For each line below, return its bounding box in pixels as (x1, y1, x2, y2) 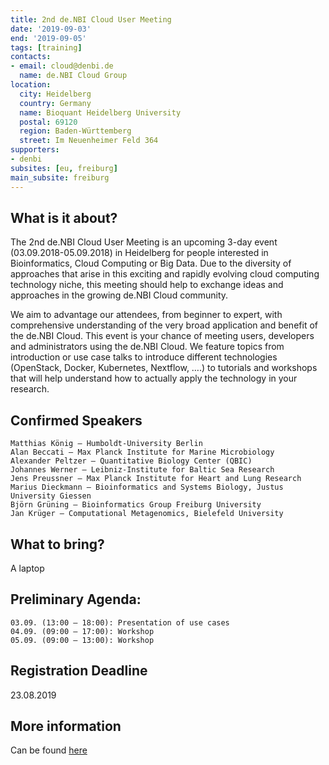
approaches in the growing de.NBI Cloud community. (10, 289, 229, 301)
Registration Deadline (10, 662, 148, 680)
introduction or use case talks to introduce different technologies (10, 351, 278, 363)
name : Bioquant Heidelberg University (19, 107, 182, 118)
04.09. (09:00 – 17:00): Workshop (10, 626, 155, 636)
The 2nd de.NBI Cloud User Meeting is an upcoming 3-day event (10, 236, 278, 248)
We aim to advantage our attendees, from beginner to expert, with (10, 309, 283, 321)
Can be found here (10, 744, 88, 756)
